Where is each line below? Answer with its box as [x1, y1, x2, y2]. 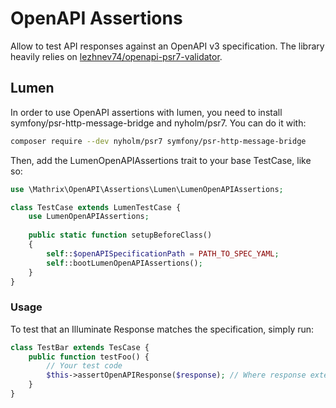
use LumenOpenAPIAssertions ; [28, 212, 150, 222]
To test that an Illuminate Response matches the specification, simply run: [10, 323, 315, 335]
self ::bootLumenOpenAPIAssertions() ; [46, 258, 203, 268]
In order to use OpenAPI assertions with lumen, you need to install [10, 106, 283, 118]
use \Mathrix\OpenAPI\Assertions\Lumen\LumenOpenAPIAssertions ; [10, 184, 284, 194]
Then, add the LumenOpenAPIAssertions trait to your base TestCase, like [10, 154, 312, 166]
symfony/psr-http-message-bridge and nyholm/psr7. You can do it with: [10, 117, 307, 129]
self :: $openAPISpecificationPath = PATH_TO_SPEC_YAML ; [46, 248, 280, 259]
